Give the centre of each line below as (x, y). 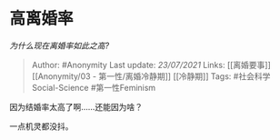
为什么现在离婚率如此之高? (60, 45)
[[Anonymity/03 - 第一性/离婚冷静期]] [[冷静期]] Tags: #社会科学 (151, 76)
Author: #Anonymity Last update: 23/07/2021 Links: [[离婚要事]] (151, 65)
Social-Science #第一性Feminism (94, 87)
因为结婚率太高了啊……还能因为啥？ (76, 106)
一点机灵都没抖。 (41, 126)
